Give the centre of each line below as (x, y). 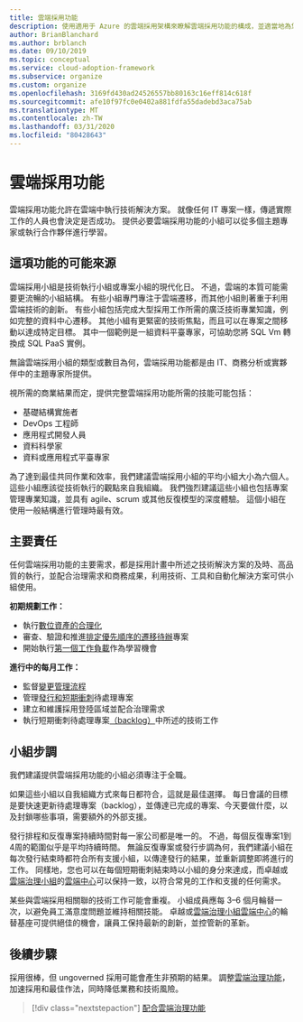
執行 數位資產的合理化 (62, 626)
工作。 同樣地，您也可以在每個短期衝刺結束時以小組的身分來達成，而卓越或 (149, 870)
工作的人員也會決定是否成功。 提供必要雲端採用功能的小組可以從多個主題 (145, 220)
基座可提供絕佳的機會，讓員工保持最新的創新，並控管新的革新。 (135, 923)
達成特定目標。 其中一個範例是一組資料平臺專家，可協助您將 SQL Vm (153, 331)
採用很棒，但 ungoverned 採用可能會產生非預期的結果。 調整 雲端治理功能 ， (150, 978)
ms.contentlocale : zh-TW (56, 118)
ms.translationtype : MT (54, 110)
